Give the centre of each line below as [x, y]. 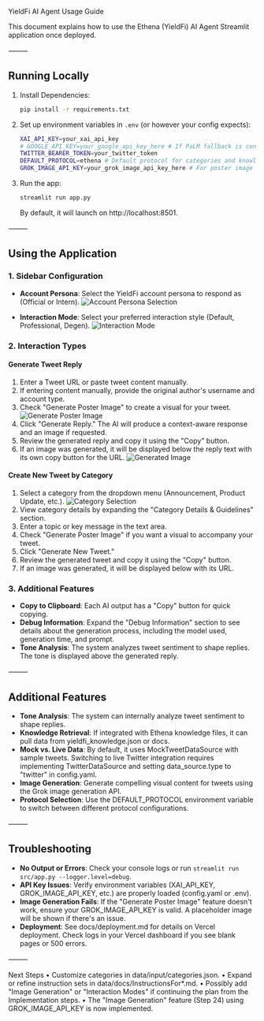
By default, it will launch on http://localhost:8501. [99, 213]
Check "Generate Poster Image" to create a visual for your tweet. [125, 407]
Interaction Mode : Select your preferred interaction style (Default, [127, 317]
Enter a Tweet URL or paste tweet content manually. [104, 382]
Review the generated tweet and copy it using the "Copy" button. [125, 559]
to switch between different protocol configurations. [104, 808]
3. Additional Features [51, 588]
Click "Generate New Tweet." [67, 551]
